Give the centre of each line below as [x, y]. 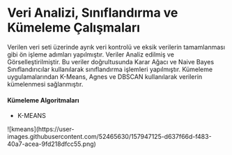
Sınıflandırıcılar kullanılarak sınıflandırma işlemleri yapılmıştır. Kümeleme [110, 69]
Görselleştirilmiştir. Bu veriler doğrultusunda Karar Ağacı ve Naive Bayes [111, 61]
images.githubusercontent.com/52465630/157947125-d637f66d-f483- [109, 137]
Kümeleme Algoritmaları [43, 100]
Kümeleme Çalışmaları [74, 28]
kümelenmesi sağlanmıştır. [45, 84]
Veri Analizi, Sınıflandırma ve [93, 13]
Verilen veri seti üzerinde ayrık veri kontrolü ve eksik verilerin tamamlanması [116, 47]
